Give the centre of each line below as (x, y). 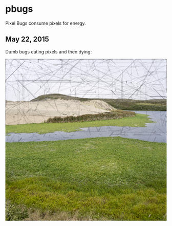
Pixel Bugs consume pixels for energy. (46, 23)
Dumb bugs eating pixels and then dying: (49, 51)
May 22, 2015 (27, 39)
